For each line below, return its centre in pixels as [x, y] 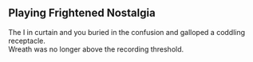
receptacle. [27, 41]
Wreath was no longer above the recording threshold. [96, 49]
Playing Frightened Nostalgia [82, 13]
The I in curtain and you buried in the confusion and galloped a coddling [127, 32]
